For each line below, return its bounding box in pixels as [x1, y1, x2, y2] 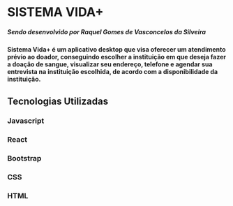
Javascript [7, 116, 45, 126]
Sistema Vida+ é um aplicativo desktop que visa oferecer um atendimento [7, 45, 226, 54]
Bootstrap [7, 154, 42, 163]
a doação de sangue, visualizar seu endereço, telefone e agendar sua [7, 60, 213, 68]
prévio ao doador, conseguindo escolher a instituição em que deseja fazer [7, 53, 227, 61]
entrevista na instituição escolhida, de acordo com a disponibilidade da [7, 68, 218, 76]
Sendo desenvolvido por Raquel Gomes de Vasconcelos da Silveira [7, 27, 206, 36]
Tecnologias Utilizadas [7, 95, 109, 107]
